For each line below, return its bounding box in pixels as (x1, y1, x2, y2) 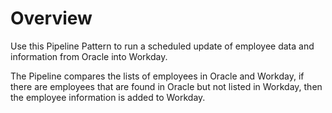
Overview (10, 7, 93, 30)
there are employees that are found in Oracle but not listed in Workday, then (10, 80, 323, 92)
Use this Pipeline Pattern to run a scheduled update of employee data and (10, 40, 315, 52)
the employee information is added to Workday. (10, 91, 206, 103)
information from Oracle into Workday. (10, 50, 168, 62)
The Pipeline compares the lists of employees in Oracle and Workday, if (10, 70, 305, 82)
